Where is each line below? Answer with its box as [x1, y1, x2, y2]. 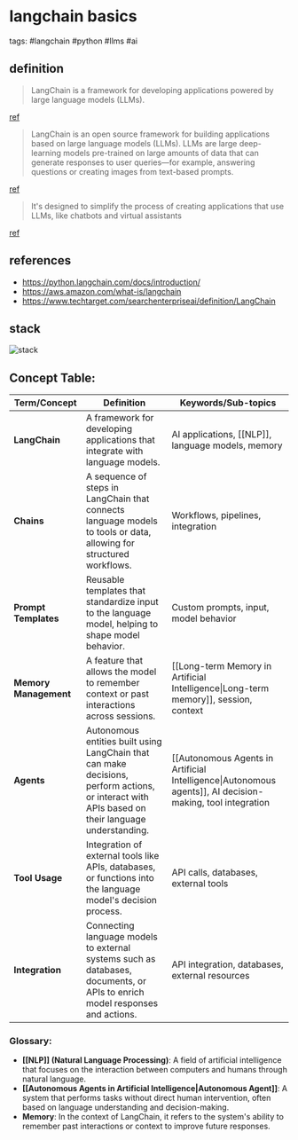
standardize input [85, 596, 159, 609]
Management [13, 688, 72, 700]
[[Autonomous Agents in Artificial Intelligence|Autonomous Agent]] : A [21, 1083, 288, 1094]
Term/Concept [13, 397, 77, 409]
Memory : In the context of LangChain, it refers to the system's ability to [21, 1112, 284, 1122]
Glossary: [9, 1035, 52, 1048]
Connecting [85, 920, 135, 932]
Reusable [85, 574, 125, 586]
